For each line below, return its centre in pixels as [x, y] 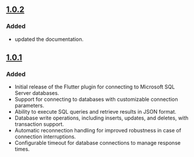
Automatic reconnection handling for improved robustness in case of [98, 131]
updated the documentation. [49, 39]
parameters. [29, 105]
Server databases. [37, 93]
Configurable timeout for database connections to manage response [98, 143]
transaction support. [39, 124]
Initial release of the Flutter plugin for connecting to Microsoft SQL [95, 87]
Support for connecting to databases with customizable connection [96, 100]
